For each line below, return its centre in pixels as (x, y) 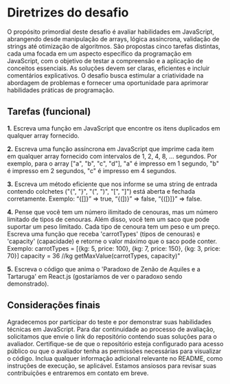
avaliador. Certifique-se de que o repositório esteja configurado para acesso (115, 343)
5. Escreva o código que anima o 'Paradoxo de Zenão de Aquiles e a (104, 269)
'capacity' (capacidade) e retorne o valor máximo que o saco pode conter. (112, 241)
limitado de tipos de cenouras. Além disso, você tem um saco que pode (108, 219)
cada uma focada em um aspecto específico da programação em (100, 54)
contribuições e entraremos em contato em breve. (78, 373)
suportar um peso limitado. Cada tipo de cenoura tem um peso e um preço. (114, 226)
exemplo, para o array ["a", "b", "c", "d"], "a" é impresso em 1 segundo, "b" (113, 163)
